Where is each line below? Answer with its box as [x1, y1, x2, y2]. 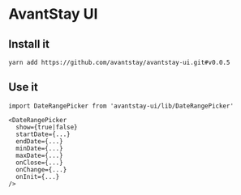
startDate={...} [15, 130, 71, 138]
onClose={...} [15, 159, 63, 167]
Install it [8, 37, 50, 51]
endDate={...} [15, 137, 63, 146]
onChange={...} [15, 165, 67, 174]
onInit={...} [15, 172, 60, 180]
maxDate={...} [15, 151, 63, 159]
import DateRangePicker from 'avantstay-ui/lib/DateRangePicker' [8, 102, 234, 110]
